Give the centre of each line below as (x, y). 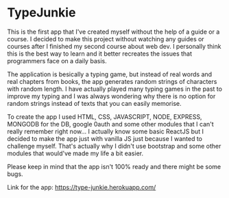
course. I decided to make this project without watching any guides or (106, 38)
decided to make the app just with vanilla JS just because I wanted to (105, 138)
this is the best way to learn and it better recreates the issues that (100, 54)
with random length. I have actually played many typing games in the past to (115, 89)
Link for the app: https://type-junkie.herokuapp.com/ (82, 187)
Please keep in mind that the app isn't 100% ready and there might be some (114, 166)
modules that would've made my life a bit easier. (75, 153)
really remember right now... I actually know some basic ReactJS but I (106, 131)
